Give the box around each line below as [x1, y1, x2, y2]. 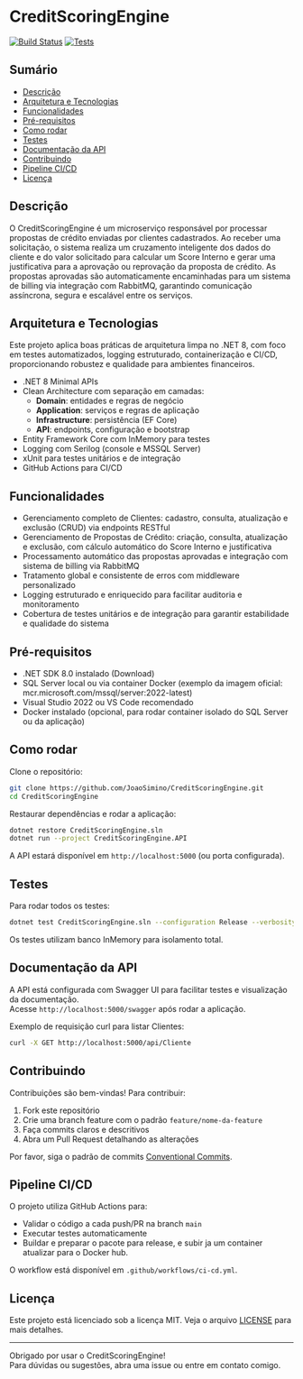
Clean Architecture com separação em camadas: [22, 386, 205, 397]
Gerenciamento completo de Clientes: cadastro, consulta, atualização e [22, 512, 289, 524]
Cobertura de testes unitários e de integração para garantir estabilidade [22, 609, 289, 620]
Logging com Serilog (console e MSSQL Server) [22, 444, 201, 455]
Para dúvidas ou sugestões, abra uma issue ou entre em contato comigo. [9, 1360, 281, 1371]
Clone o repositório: [9, 766, 83, 777]
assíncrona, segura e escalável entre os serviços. [9, 290, 194, 300]
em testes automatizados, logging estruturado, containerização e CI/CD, [9, 349, 278, 360]
